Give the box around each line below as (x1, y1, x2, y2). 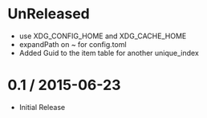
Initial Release (18, 102, 66, 112)
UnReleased (7, 5, 90, 23)
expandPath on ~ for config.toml (18, 39, 127, 49)
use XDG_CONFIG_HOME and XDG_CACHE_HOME (18, 31, 187, 41)
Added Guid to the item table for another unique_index (18, 48, 200, 57)
